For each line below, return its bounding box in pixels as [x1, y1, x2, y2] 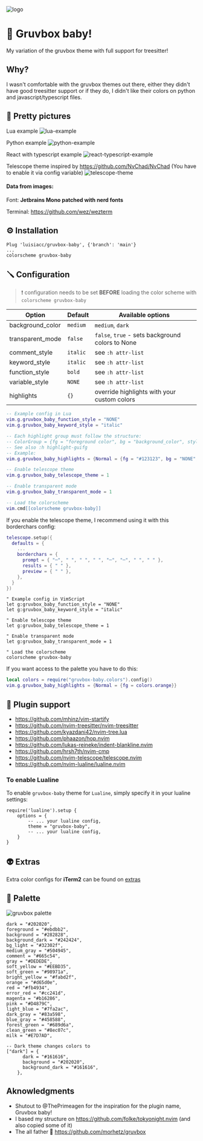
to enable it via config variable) [6, 169, 83, 176]
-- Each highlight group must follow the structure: [6, 433, 142, 440]
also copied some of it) [14, 1122, 72, 1129]
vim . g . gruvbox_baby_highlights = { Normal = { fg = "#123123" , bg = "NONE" [6, 455, 196, 462]
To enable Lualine [6, 775, 59, 784]
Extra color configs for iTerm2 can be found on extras [6, 876, 141, 883]
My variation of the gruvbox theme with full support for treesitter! [6, 47, 169, 54]
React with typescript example [6, 150, 82, 158]
